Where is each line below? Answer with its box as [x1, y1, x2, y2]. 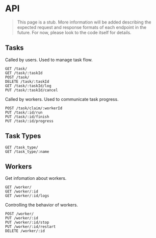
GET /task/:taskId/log [5, 83, 52, 88]
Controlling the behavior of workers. [5, 202, 78, 208]
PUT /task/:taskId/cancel [5, 88, 58, 93]
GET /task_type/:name [5, 149, 50, 154]
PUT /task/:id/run [5, 110, 43, 115]
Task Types [5, 132, 41, 140]
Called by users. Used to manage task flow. [5, 57, 93, 63]
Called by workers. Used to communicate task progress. [5, 96, 119, 102]
